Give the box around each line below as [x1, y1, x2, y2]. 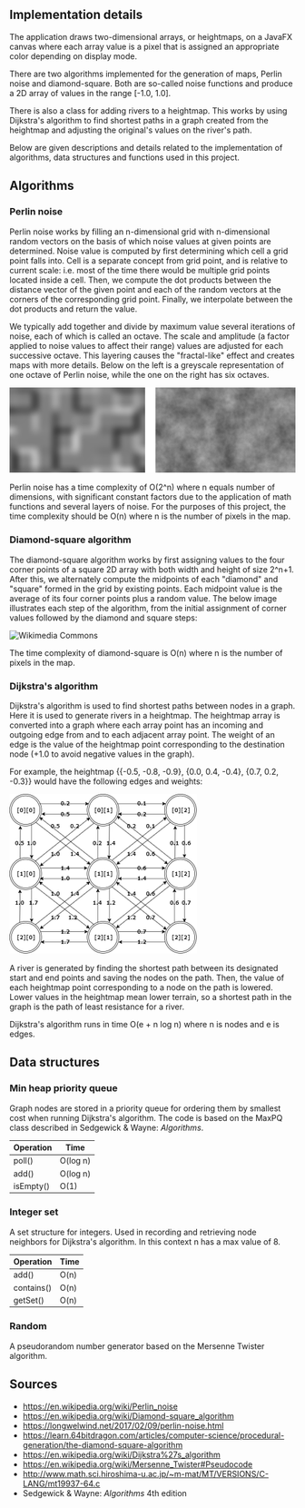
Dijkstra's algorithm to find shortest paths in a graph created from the [9, 114, 270, 125]
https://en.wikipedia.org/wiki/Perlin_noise [22, 1401, 179, 1412]
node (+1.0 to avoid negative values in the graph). [9, 749, 195, 759]
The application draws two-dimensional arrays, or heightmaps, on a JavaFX [9, 31, 293, 42]
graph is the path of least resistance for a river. [9, 1001, 184, 1012]
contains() [13, 1282, 53, 1293]
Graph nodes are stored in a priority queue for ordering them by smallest [9, 1103, 281, 1114]
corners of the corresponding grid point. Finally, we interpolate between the [9, 293, 293, 304]
